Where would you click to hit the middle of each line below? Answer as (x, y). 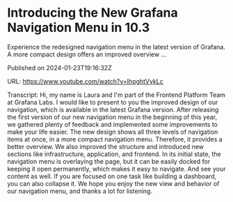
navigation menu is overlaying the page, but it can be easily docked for (109, 161)
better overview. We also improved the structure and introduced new (105, 146)
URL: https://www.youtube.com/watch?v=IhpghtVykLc (85, 81)
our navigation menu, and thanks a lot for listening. (80, 191)
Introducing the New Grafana (93, 13)
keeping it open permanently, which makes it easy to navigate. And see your (116, 169)
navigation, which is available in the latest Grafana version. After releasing (113, 109)
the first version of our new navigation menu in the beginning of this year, (112, 117)
